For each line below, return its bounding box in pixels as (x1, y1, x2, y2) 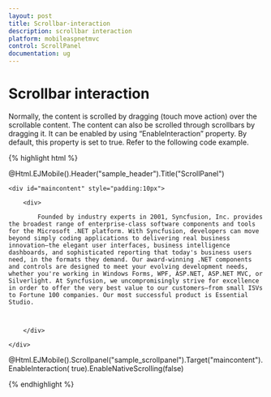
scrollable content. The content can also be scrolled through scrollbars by (8, 119, 256, 130)
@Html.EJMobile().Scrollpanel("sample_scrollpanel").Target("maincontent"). (8, 355, 264, 365)
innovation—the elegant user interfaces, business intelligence (8, 241, 230, 249)
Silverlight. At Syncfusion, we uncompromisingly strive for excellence (8, 277, 260, 285)
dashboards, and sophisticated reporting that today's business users (8, 248, 252, 257)
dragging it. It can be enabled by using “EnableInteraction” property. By (8, 128, 247, 138)
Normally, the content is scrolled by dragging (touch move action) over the (8, 111, 257, 121)
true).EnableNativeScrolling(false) (71, 363, 184, 373)
